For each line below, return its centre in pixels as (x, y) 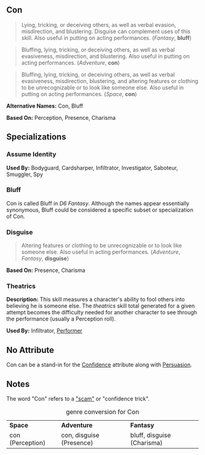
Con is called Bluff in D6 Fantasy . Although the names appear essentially (98, 203)
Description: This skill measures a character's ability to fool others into (95, 300)
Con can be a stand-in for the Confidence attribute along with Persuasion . (99, 365)
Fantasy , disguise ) (45, 259)
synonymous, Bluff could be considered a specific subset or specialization (100, 210)
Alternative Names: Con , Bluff (45, 106)
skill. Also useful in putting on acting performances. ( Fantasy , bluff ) (106, 38)
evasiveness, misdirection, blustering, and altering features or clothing (110, 81)
